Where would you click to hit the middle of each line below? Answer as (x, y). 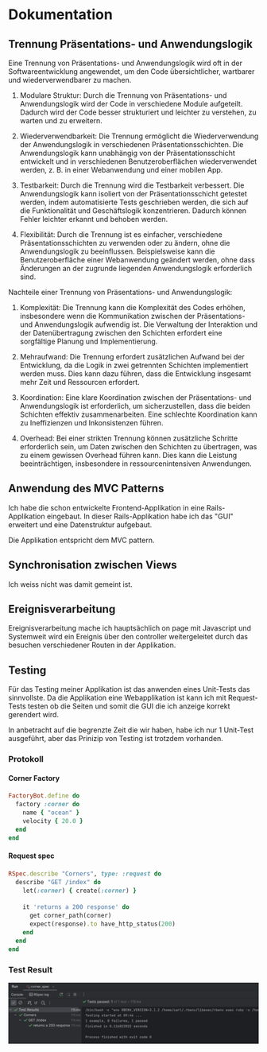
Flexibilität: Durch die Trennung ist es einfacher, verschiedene (121, 235)
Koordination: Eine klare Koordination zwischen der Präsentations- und (135, 398)
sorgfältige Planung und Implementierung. (89, 341)
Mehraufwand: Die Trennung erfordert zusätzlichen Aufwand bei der (132, 357)
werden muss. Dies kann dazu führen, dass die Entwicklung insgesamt (135, 374)
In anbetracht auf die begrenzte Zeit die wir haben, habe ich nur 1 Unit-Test (131, 730)
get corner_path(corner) (70, 916)
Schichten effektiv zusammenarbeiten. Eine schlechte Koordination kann (138, 414)
